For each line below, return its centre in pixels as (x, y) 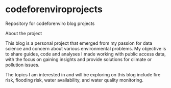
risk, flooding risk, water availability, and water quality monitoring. (75, 80)
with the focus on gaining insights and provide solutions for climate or (79, 59)
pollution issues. (22, 65)
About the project (24, 33)
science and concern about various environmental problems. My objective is (86, 48)
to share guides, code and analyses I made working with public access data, (86, 54)
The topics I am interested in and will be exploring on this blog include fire (83, 74)
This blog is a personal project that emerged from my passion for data (79, 43)
